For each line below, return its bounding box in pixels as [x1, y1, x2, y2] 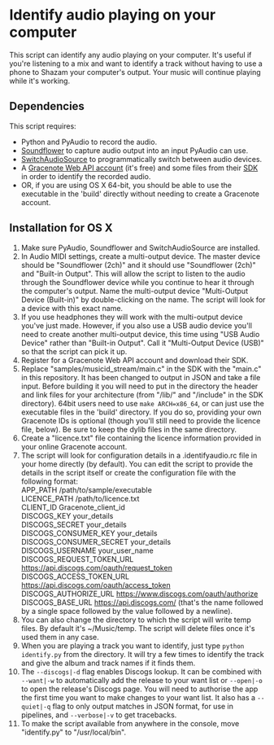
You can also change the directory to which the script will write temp [20, 615, 251, 624]
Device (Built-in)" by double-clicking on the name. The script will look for [20, 295, 266, 305]
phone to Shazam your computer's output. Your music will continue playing [9, 67, 261, 77]
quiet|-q [20, 703, 51, 711]
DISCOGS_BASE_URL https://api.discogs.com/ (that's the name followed [20, 597, 263, 607]
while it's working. [9, 76, 71, 85]
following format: [20, 476, 78, 486]
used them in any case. [20, 632, 100, 642]
